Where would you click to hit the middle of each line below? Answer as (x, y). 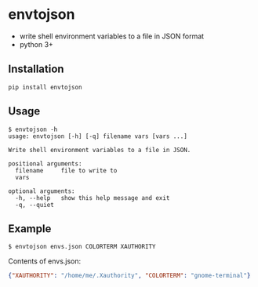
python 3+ (36, 44)
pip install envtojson (45, 87)
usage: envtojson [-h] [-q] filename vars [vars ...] (98, 136)
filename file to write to (66, 170)
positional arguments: (45, 163)
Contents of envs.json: (45, 261)
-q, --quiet (35, 205)
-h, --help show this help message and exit (93, 198)
